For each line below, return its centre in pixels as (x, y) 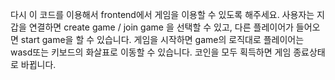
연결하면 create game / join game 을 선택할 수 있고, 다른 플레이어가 (161, 27)
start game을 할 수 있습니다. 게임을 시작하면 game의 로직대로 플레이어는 (162, 39)
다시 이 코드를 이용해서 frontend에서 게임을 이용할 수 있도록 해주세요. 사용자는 (162, 14)
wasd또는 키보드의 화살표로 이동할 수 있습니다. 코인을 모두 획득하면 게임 (151, 52)
